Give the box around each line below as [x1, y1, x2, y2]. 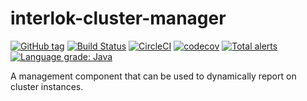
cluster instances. [10, 80, 84, 92]
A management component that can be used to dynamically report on [10, 70, 297, 82]
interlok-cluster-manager [10, 7, 227, 30]
